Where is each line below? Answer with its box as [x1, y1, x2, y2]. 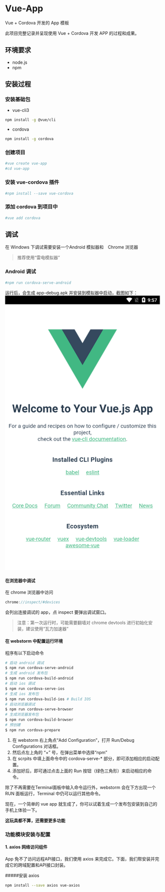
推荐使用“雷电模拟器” [17, 255, 60, 261]
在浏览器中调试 [5, 577, 35, 583]
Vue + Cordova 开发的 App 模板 [5, 20, 69, 26]
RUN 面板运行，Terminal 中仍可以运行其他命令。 [5, 790, 103, 796]
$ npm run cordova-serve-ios [5, 686, 65, 691]
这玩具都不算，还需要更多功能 [5, 817, 65, 823]
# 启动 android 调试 [5, 660, 44, 665]
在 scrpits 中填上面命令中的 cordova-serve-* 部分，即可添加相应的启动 [12, 756, 156, 761]
